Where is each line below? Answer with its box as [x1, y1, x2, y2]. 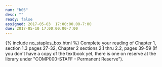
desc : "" [5, 12, 24, 17]
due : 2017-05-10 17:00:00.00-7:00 [5, 26, 78, 31]
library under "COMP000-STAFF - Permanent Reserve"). [5, 56, 124, 62]
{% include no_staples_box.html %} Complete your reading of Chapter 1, [5, 40, 156, 46]
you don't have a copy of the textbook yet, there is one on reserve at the [5, 51, 156, 57]
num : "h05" [5, 7, 28, 13]
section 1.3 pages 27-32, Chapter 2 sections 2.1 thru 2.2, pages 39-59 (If [5, 45, 157, 51]
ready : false [5, 17, 33, 22]
